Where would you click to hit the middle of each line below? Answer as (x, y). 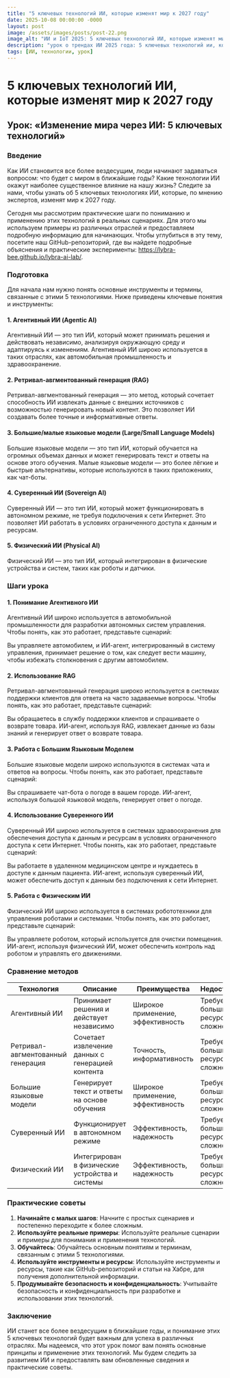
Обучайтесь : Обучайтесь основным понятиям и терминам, (104, 1247)
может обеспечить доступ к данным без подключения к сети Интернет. (113, 880)
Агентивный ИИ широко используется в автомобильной (89, 617)
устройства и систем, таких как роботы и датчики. (81, 568)
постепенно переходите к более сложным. (80, 1225)
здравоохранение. (34, 364)
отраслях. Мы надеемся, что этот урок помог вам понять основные (107, 1345)
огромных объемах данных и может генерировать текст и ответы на (108, 455)
